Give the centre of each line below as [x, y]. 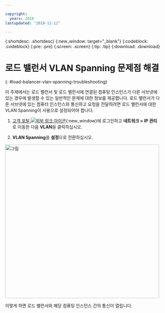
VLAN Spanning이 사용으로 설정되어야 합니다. [49, 111]
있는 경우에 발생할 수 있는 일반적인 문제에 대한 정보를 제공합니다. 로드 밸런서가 [80, 98]
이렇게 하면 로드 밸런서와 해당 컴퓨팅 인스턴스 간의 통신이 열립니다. [69, 306]
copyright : [16, 14]
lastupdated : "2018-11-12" [33, 23]
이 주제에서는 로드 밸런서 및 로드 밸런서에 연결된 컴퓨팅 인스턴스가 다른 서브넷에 [81, 92]
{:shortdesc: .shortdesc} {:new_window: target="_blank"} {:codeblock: [77, 41]
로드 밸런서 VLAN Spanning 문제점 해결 [82, 68]
